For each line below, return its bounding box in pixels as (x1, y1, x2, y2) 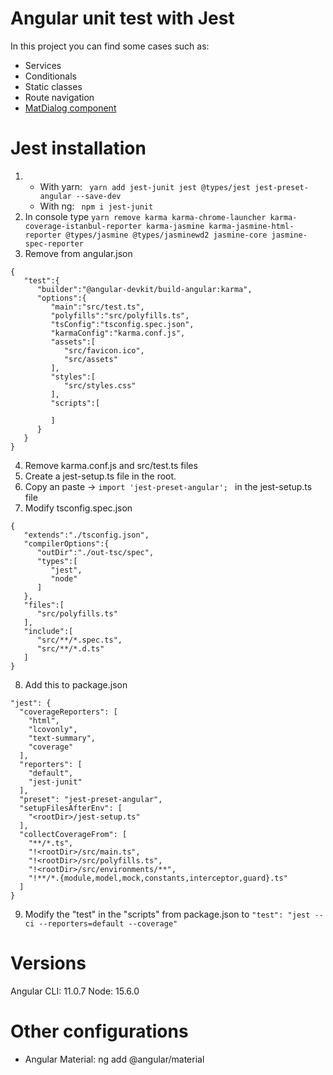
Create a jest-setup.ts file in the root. (24, 470, 177, 482)
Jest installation (10, 137, 147, 160)
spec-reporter (24, 238, 84, 249)
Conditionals (24, 70, 77, 82)
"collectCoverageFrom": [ (19, 829, 128, 839)
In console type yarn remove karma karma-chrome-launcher (24, 210, 267, 222)
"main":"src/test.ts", (50, 302, 145, 312)
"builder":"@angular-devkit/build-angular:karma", (36, 284, 253, 294)
